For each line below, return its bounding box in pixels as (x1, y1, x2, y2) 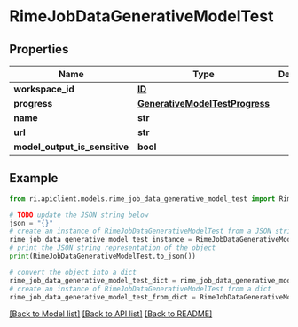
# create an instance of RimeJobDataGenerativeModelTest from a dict (9, 284, 272, 293)
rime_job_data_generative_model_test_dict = (9, 275, 176, 285)
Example (9, 171, 59, 186)
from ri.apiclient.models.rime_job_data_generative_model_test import (9, 194, 276, 203)
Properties (9, 42, 69, 57)
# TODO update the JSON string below (9, 211, 149, 219)
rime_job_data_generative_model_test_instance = (9, 235, 192, 244)
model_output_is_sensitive (13, 140, 129, 153)
